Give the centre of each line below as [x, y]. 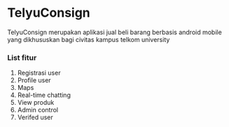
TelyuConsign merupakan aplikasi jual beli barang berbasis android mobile [114, 32]
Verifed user [35, 117]
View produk [36, 103]
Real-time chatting [44, 95]
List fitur [22, 57]
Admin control [37, 110]
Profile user [34, 80]
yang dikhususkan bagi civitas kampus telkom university [89, 39]
